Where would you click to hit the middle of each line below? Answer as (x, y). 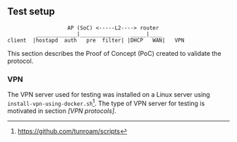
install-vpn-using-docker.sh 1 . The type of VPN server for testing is (106, 103)
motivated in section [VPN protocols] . (62, 111)
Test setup (31, 12)
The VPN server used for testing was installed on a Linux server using (109, 95)
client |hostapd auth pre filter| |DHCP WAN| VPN (96, 40)
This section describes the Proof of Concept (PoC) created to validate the (114, 53)
